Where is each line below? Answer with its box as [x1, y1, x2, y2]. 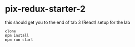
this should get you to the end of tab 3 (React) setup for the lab [5, 19, 130, 25]
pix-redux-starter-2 [5, 3, 86, 15]
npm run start [5, 37, 34, 42]
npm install [5, 33, 29, 38]
